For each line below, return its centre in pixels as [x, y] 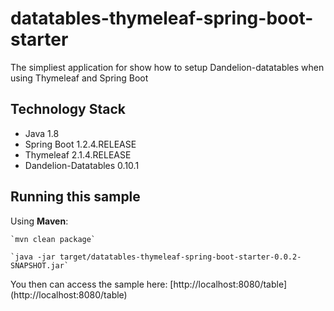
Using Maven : [39, 221]
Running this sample [75, 197]
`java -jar [33, 257]
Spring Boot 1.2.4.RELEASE [80, 144]
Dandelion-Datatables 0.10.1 [82, 165]
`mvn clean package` [53, 239]
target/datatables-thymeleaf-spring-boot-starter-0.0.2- [180, 257]
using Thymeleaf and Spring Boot [79, 78]
